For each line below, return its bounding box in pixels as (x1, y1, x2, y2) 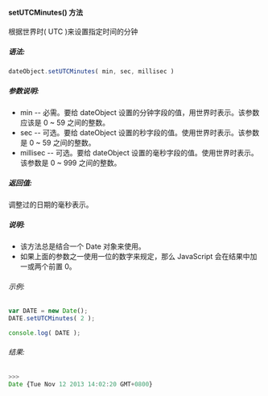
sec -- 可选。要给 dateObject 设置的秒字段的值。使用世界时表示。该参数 (19, 128, 260, 138)
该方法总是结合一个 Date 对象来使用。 (19, 241, 146, 251)
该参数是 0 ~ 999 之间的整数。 (19, 158, 122, 168)
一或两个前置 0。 (19, 262, 76, 271)
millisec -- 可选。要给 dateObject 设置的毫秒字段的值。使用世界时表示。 (19, 148, 259, 158)
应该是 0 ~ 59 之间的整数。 (19, 118, 110, 128)
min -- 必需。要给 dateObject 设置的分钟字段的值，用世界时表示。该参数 (19, 108, 260, 118)
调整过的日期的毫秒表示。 (8, 200, 93, 209)
